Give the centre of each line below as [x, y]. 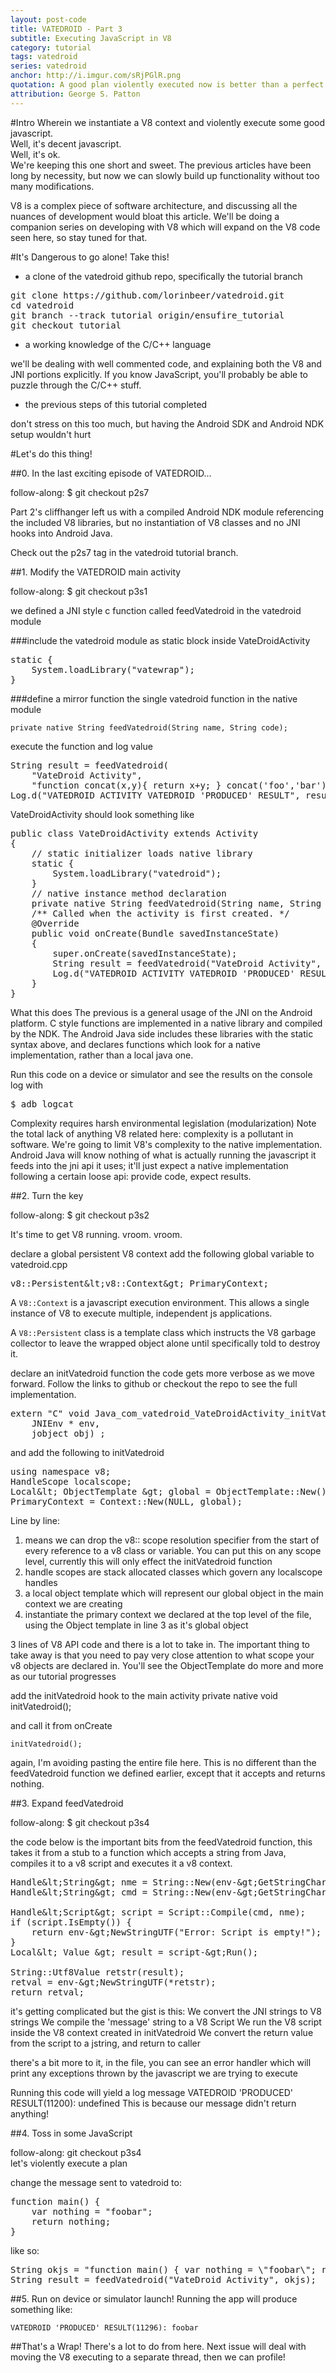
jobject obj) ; [68, 1433]
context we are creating [73, 1603]
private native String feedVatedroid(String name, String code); [149, 727]
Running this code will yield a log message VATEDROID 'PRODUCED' [151, 2092]
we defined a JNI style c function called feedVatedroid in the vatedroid [156, 610]
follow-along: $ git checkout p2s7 [80, 492]
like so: [25, 2250]
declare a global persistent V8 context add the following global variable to [162, 1253]
